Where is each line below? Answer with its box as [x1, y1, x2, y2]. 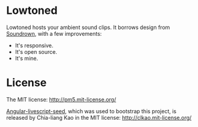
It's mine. [14, 54, 38, 62]
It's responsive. [14, 42, 54, 49]
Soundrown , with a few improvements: [6, 30, 102, 37]
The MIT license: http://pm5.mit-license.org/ [6, 96, 117, 103]
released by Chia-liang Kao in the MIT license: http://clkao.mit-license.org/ [6, 114, 192, 121]
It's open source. [14, 48, 57, 55]
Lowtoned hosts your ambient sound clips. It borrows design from [6, 24, 170, 31]
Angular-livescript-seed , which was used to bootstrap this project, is [6, 107, 177, 115]
